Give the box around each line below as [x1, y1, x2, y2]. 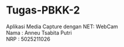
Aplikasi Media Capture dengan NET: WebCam [6, 23, 118, 30]
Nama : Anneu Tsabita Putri [6, 29, 72, 36]
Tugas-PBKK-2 [6, 4, 80, 17]
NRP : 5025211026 [6, 35, 51, 42]
